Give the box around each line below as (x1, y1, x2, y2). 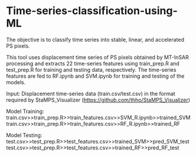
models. (6, 78, 26, 86)
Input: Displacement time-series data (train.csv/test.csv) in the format (6, 90, 175, 97)
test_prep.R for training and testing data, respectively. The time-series (6, 66, 177, 73)
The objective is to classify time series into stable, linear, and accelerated (6, 36, 185, 43)
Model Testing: (6, 131, 43, 139)
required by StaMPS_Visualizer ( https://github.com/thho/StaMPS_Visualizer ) (6, 96, 191, 103)
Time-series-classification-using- (6, 4, 178, 18)
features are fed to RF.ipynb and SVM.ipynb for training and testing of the (6, 72, 185, 79)
